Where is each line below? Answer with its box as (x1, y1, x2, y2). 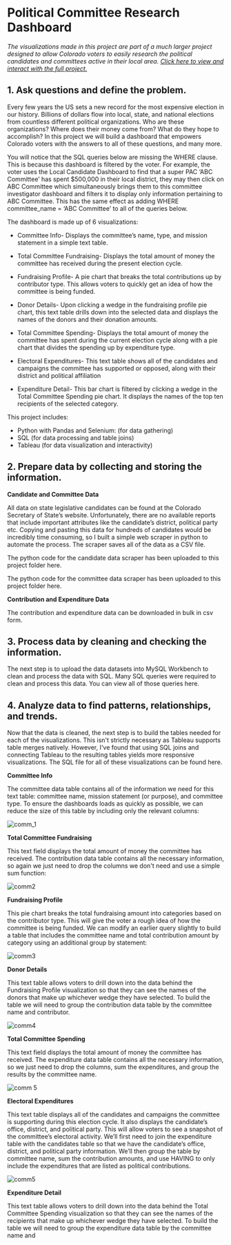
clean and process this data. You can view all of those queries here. (7, 679, 200, 688)
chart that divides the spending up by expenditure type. (17, 343, 176, 352)
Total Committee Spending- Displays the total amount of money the (17, 328, 209, 336)
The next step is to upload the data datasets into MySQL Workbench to (7, 665, 209, 673)
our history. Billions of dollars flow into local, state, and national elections (7, 110, 214, 118)
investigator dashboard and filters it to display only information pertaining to (7, 189, 223, 198)
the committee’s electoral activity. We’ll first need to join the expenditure (7, 1132, 212, 1141)
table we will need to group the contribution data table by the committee (7, 1000, 212, 1009)
